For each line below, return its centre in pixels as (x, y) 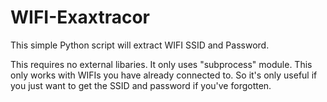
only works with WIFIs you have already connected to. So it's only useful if (164, 75)
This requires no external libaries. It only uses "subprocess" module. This (161, 64)
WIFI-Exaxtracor (80, 17)
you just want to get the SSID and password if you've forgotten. (141, 85)
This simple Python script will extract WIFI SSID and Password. (140, 45)
